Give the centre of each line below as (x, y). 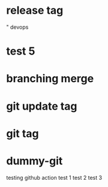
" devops (17, 27)
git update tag (42, 106)
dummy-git (34, 161)
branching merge (50, 79)
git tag (22, 133)
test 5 (21, 51)
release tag (35, 10)
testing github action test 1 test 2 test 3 (54, 177)
